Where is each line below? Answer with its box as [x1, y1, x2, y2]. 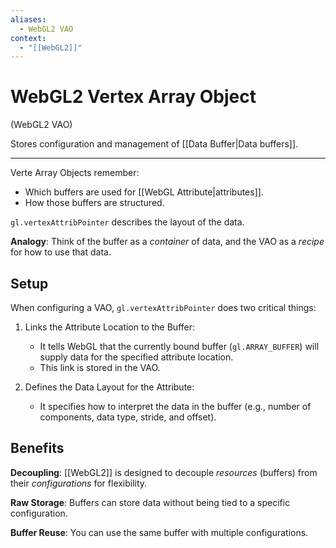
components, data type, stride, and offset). [39, 411, 217, 423]
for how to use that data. [10, 246, 112, 258]
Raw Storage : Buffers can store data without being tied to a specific [10, 496, 291, 508]
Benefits [10, 440, 65, 457]
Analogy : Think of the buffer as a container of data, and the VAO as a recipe [10, 236, 325, 248]
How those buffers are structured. [24, 197, 165, 209]
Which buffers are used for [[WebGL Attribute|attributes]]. [24, 186, 264, 198]
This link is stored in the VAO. [39, 362, 161, 373]
